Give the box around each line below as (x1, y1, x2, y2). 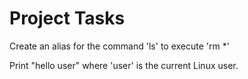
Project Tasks (9, 7, 126, 30)
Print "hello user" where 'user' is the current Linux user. (9, 59, 239, 71)
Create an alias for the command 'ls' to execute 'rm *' (9, 40, 230, 52)
